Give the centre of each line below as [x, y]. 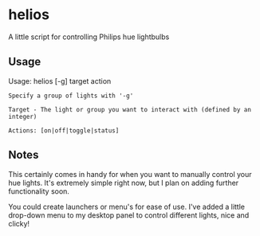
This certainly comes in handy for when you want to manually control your [130, 174]
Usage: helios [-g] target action [60, 81]
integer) [23, 116]
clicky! [19, 223]
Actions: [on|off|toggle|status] [64, 130]
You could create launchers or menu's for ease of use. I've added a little [127, 206]
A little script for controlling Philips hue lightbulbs [89, 37]
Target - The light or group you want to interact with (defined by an [130, 109]
